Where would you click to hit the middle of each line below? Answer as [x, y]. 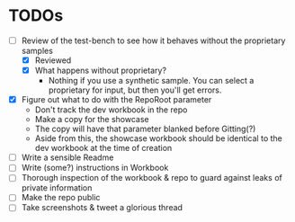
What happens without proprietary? [101, 71]
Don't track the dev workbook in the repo [111, 110]
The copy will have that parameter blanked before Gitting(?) [145, 129]
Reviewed [53, 60]
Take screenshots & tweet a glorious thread [102, 208]
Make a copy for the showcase [92, 120]
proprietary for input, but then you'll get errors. [135, 90]
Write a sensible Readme [67, 157]
